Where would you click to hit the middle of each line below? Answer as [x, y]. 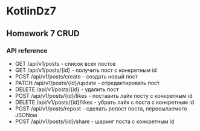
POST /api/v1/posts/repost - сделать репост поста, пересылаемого [101, 108]
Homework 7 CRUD [43, 34]
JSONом [26, 115]
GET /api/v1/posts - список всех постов [65, 63]
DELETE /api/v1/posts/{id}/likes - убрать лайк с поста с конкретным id [105, 102]
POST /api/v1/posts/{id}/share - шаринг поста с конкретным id [95, 121]
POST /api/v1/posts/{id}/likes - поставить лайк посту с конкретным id [104, 95]
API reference [27, 51]
